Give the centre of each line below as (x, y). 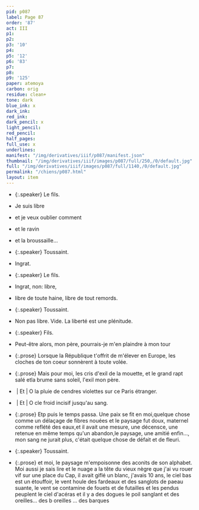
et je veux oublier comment (48, 217)
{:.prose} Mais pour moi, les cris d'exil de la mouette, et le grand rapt (99, 373)
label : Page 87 (25, 17)
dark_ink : (18, 111)
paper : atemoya (25, 84)
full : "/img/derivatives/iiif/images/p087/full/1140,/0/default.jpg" (94, 166)
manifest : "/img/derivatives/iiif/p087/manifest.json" (75, 155)
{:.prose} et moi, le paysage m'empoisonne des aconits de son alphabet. (103, 462)
